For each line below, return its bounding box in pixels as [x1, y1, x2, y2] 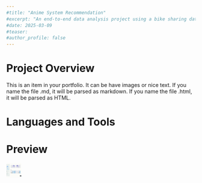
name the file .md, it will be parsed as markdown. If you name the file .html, [6, 88, 192, 95]
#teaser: [6, 29, 28, 35]
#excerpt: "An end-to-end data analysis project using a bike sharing [6, 16, 187, 22]
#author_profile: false [6, 35, 66, 41]
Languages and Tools [6, 115, 115, 129]
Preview [6, 143, 48, 156]
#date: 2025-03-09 [6, 22, 52, 28]
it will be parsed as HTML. [6, 94, 71, 101]
